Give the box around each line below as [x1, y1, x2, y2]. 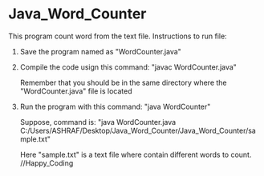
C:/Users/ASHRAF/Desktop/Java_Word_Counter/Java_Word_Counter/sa [19, 126, 257, 135]
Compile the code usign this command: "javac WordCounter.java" [19, 62, 237, 72]
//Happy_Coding [19, 158, 74, 168]
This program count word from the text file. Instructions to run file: [8, 31, 227, 41]
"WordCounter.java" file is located [19, 86, 132, 96]
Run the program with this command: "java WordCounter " [19, 102, 211, 111]
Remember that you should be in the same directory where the [19, 78, 227, 87]
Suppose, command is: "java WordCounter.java [19, 117, 177, 126]
